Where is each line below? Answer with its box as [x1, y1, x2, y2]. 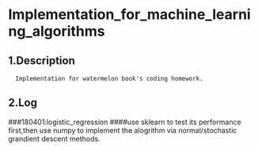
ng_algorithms [8, 22, 105, 40]
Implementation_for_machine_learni [8, 6, 251, 24]
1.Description [8, 54, 75, 67]
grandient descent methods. [8, 134, 101, 143]
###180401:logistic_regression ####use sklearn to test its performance [8, 117, 241, 126]
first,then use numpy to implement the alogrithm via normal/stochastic [8, 125, 237, 135]
